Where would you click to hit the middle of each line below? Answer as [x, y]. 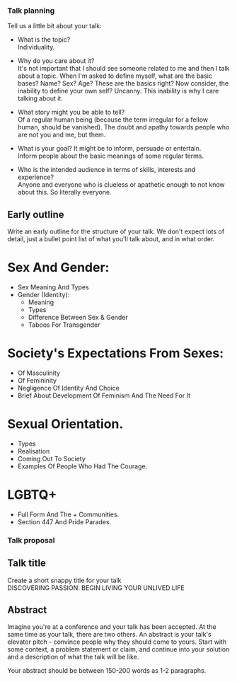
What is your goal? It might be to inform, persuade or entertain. [109, 149]
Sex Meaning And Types [53, 287]
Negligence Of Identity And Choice [69, 388]
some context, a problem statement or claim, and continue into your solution [118, 649]
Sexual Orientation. [65, 424]
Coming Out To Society [52, 458]
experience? [36, 177]
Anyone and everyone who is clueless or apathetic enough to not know [121, 185]
